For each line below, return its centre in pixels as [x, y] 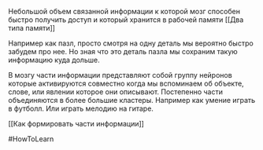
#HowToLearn [31, 139]
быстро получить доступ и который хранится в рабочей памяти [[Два [126, 20]
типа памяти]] [31, 28]
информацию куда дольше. [54, 60]
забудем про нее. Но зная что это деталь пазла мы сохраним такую [123, 51]
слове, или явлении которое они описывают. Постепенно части [115, 92]
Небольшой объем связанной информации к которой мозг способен [124, 11]
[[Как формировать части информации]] [76, 124]
